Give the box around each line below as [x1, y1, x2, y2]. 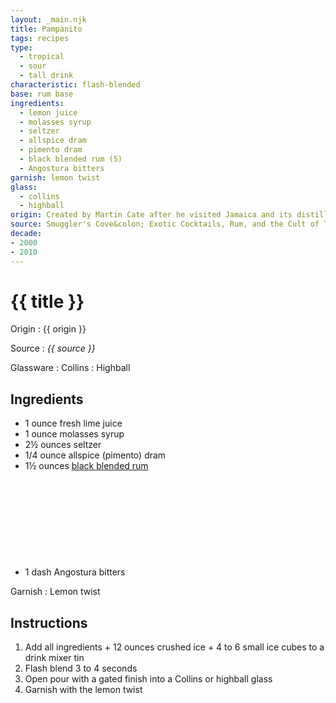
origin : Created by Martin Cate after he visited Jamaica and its [10, 210, 293, 220]
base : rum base [10, 89, 74, 99]
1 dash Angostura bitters [24, 566, 126, 578]
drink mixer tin [24, 652, 85, 664]
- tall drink [19, 71, 74, 81]
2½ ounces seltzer [24, 439, 102, 451]
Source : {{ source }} [10, 342, 96, 355]
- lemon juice [19, 107, 78, 118]
